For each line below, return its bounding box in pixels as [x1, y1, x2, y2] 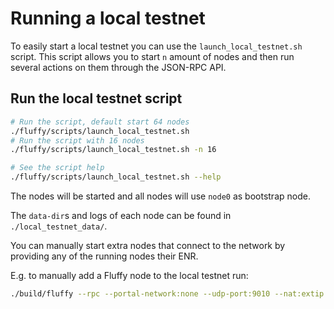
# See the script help [10, 163, 105, 173]
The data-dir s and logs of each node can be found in [10, 210, 232, 221]
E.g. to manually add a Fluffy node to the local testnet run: [10, 270, 249, 281]
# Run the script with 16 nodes [10, 135, 145, 146]
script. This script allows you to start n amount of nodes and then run [10, 50, 295, 62]
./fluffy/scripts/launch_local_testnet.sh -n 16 [10, 145, 217, 155]
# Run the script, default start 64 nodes [10, 117, 190, 127]
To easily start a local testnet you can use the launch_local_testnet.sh [10, 40, 303, 52]
